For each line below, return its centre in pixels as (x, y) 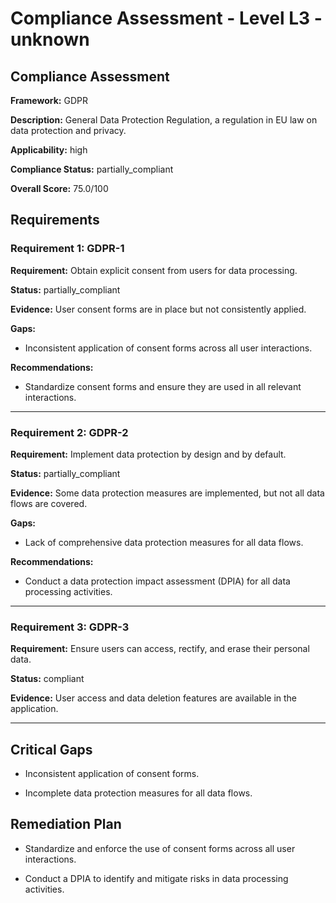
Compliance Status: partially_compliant (92, 169)
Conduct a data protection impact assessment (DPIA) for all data (157, 581)
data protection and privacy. (68, 130)
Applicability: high (49, 150)
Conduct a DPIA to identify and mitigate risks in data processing (156, 878)
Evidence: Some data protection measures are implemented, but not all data (167, 493)
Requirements (55, 220)
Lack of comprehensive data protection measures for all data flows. (164, 542)
